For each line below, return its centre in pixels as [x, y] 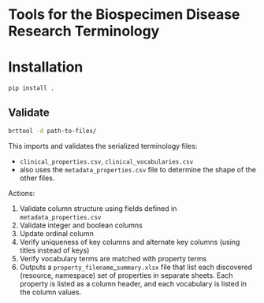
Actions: [22, 193]
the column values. [50, 292]
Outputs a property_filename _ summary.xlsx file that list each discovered [136, 267]
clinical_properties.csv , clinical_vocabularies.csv [106, 161]
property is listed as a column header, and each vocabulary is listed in [133, 283]
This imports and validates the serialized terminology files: [103, 146]
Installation [46, 67]
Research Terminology [84, 31]
